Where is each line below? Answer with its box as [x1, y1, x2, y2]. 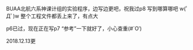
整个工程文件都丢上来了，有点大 [20, 12, 99, 19]
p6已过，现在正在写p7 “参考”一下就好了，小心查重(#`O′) [6, 25, 142, 32]
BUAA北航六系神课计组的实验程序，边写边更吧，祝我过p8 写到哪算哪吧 [6, 5, 178, 12]
